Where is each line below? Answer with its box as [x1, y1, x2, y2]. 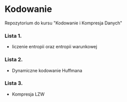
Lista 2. [4, 56, 23, 63]
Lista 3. [4, 80, 23, 87]
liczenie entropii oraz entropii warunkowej [11, 44, 97, 50]
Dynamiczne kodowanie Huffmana [11, 67, 82, 73]
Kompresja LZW [11, 91, 45, 97]
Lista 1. [4, 32, 22, 39]
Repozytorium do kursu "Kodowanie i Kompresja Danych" [4, 20, 123, 26]
